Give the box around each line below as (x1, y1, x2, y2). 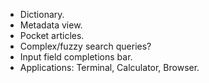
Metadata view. (19, 19, 83, 31)
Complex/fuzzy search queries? (19, 40, 152, 52)
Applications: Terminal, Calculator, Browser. (19, 62, 200, 73)
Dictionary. (19, 9, 65, 20)
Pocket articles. (19, 30, 85, 41)
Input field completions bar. (19, 51, 133, 63)
